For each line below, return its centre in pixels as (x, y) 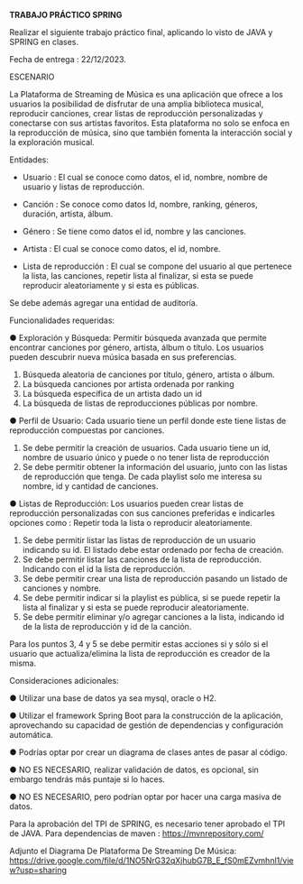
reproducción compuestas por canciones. (87, 430)
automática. (32, 735)
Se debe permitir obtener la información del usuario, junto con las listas (155, 467)
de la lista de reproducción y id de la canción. (107, 626)
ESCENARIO (32, 77)
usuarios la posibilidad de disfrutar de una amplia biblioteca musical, (137, 104)
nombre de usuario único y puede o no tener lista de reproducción (146, 457)
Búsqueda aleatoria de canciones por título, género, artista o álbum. (148, 374)
